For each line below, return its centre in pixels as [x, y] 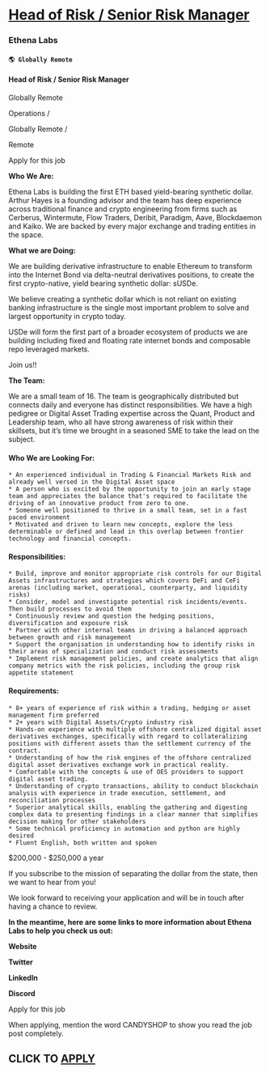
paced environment [39, 517]
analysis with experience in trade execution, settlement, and [117, 793]
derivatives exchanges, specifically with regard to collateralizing [128, 736]
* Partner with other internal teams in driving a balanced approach [128, 630]
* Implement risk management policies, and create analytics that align [133, 659]
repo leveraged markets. [49, 349]
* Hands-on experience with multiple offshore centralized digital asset [135, 729]
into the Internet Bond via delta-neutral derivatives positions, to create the [131, 275]
